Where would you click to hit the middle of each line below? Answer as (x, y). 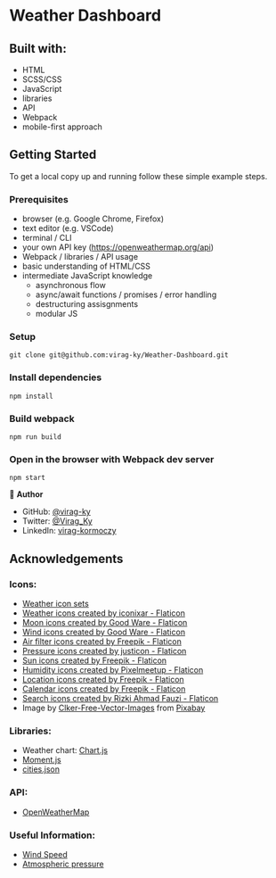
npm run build (36, 437)
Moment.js (41, 760)
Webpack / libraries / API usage (80, 257)
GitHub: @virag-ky (56, 512)
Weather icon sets (55, 603)
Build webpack (42, 418)
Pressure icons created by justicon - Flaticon (104, 650)
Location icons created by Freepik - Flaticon (103, 679)
